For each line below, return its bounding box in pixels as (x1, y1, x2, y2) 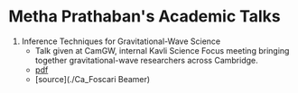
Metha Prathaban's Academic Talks (8, 6, 281, 27)
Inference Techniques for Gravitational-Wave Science (21, 36, 221, 46)
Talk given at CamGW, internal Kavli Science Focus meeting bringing (34, 45, 290, 55)
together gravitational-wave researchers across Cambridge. (34, 55, 258, 65)
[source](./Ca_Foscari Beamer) (34, 73, 151, 84)
